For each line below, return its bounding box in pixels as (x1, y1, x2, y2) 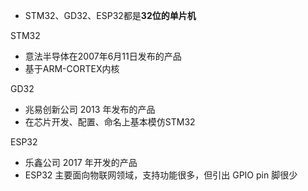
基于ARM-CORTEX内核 (24, 63, 120, 74)
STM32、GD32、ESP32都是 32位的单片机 (24, 10, 197, 21)
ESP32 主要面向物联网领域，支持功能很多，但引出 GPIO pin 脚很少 (24, 169, 298, 181)
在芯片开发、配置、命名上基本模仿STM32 (24, 116, 196, 128)
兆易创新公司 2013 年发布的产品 (24, 104, 156, 115)
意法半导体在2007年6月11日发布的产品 (24, 50, 182, 62)
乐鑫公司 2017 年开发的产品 (24, 157, 138, 168)
